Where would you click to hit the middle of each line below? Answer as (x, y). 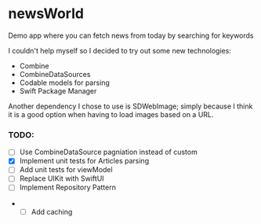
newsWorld (46, 14)
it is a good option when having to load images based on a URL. (111, 114)
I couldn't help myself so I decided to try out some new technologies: (120, 50)
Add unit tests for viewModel (66, 170)
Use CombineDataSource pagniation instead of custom (108, 152)
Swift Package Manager (58, 90)
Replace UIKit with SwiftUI (62, 178)
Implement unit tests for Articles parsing (84, 161)
